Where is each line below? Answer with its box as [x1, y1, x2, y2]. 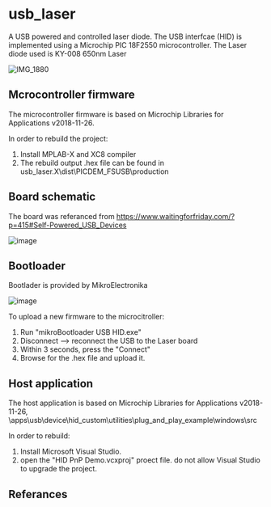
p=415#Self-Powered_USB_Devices [8, 220, 127, 230]
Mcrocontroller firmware [8, 88, 135, 102]
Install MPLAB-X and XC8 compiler [19, 149, 137, 158]
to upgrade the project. [19, 464, 97, 474]
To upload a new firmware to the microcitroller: [8, 312, 165, 322]
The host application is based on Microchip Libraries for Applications [8, 398, 239, 408]
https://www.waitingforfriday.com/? [116, 211, 235, 221]
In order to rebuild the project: [8, 133, 108, 143]
